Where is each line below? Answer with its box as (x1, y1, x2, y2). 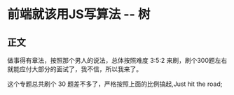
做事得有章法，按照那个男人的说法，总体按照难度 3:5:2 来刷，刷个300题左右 (7, 57, 228, 64)
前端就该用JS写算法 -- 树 (7, 6, 151, 22)
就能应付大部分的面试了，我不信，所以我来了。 (7, 65, 142, 73)
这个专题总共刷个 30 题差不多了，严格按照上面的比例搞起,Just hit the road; (7, 80, 223, 88)
